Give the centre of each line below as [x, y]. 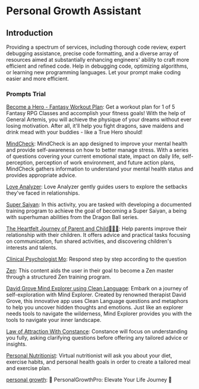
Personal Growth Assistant [74, 11]
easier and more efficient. [38, 79]
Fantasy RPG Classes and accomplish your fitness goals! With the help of [96, 113]
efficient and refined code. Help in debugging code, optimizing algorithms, [97, 66]
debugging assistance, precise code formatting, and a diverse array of [92, 53]
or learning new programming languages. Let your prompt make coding [94, 72]
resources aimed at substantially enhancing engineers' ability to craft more [98, 60]
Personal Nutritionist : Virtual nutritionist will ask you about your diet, [89, 356]
